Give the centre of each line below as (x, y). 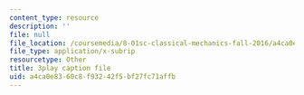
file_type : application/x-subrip (72, 52)
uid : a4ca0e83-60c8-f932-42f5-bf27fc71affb (93, 77)
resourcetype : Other (48, 60)
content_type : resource (54, 18)
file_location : (38, 43)
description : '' (40, 26)
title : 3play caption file (60, 69)
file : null (30, 34)
